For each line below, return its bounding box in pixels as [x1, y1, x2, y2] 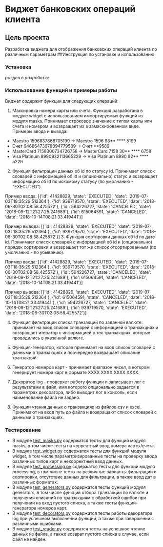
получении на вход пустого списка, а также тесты [12, 500, 117, 505]
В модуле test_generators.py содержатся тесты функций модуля [12, 484, 146, 490]
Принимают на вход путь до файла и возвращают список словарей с [12, 409, 157, 415]
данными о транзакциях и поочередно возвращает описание [12, 350, 141, 355]
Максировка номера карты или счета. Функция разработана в [12, 108, 143, 113]
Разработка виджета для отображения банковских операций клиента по [5, 46, 158, 52]
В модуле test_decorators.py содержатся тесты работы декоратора [12, 510, 153, 516]
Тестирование [5, 426, 41, 433]
